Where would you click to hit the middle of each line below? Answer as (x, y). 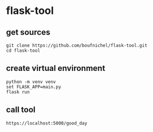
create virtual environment (56, 68)
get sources (28, 32)
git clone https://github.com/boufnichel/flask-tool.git (77, 45)
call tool (21, 110)
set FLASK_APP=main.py (34, 87)
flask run (18, 92)
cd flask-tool (23, 51)
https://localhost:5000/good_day (47, 123)
